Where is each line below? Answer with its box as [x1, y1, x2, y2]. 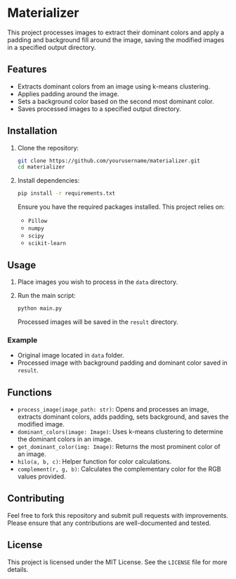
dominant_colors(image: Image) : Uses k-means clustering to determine [17, 427, 223, 436]
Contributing [7, 493, 65, 505]
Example [7, 335, 38, 345]
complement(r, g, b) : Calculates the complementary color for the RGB [17, 464, 221, 473]
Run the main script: [17, 292, 76, 299]
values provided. [17, 472, 66, 481]
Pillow [27, 218, 48, 225]
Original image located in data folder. [17, 351, 124, 360]
